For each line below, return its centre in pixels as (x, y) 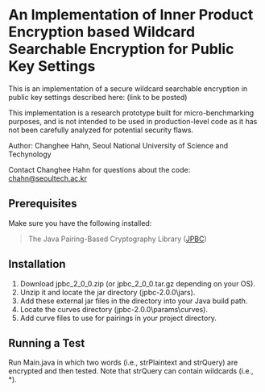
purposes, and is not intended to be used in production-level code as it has (133, 121)
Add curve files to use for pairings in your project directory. (118, 318)
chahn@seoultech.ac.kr (48, 178)
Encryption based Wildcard (102, 32)
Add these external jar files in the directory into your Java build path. (134, 301)
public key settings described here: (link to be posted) (98, 97)
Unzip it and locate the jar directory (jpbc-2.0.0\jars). (108, 292)
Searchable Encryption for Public (121, 49)
